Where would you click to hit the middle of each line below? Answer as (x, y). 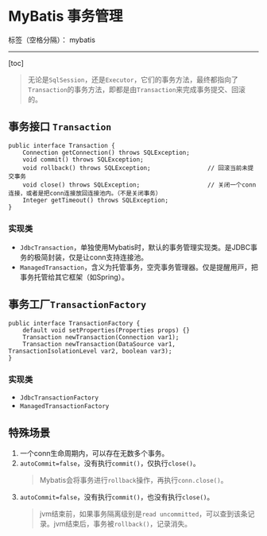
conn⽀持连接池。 (119, 257)
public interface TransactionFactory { (74, 323)
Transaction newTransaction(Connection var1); (101, 337)
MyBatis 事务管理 (66, 16)
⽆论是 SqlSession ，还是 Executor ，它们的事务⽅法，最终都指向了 (133, 79)
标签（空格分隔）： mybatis (52, 40)
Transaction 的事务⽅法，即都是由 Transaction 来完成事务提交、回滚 (137, 89)
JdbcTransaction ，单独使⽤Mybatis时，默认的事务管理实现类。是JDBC (135, 248)
